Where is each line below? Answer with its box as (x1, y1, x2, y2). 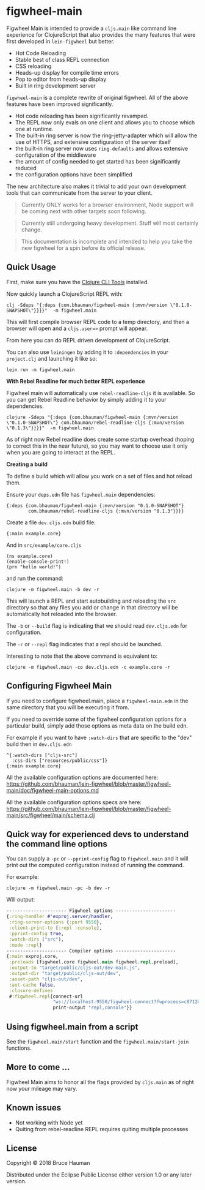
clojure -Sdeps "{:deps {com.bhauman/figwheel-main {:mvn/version (6, 414, 179, 420)
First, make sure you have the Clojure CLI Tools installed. (6, 278, 149, 285)
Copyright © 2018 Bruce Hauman (6, 1159, 90, 1167)
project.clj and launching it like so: (6, 355, 98, 362)
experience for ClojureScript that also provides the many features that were (6, 31, 196, 38)
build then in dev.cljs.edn (6, 740, 72, 748)
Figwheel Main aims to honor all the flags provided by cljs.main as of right (6, 1078, 194, 1085)
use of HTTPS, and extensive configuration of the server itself (15, 138, 171, 145)
